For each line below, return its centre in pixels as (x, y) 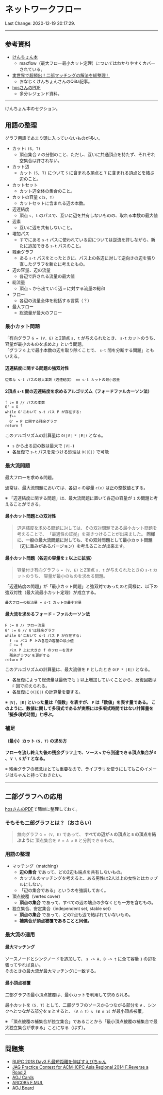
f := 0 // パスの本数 (25, 403)
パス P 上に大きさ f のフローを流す (41, 650)
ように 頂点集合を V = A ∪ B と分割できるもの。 (69, 840)
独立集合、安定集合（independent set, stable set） (63, 909)
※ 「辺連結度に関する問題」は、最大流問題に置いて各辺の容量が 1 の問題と (79, 498)
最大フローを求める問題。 (31, 477)
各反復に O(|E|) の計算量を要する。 (48, 692)
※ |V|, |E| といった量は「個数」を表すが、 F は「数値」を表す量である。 (78, 702)
